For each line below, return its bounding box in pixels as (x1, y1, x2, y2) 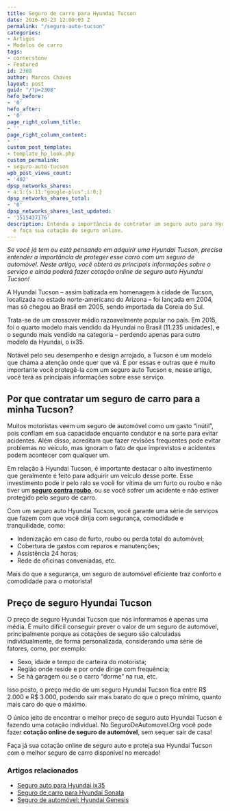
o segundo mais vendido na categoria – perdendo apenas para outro (7, 331, 201, 339)
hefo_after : (7, 106, 41, 113)
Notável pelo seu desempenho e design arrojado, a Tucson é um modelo (7, 351, 212, 360)
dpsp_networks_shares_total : (7, 195, 90, 202)
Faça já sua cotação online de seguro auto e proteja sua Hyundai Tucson (7, 742, 213, 749)
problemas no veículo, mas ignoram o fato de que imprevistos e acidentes (7, 444, 216, 452)
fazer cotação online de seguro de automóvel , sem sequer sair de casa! (7, 728, 212, 736)
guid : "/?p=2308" (7, 86, 57, 93)
